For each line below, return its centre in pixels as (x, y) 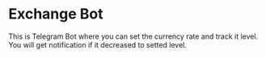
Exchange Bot (56, 14)
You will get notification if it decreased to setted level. (98, 44)
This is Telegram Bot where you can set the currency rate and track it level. (133, 36)
